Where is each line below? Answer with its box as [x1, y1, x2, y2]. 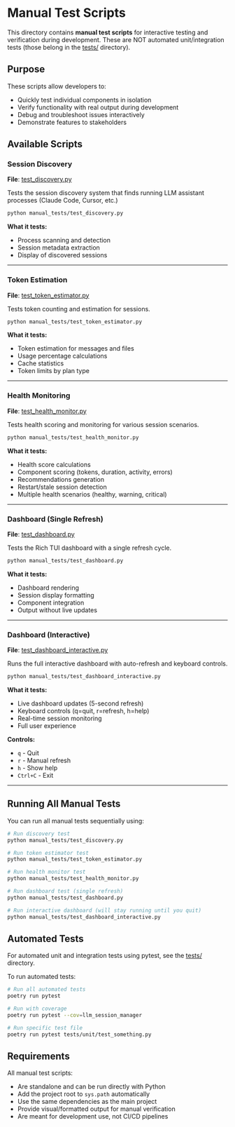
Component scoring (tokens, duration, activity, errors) [17, 468, 173, 476]
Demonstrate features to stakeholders [17, 118, 127, 126]
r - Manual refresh [17, 756, 71, 764]
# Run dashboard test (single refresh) [7, 888, 124, 895]
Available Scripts [7, 138, 83, 150]
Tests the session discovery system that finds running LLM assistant [7, 189, 204, 197]
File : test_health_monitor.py [7, 407, 87, 415]
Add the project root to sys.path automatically [17, 1090, 150, 1098]
